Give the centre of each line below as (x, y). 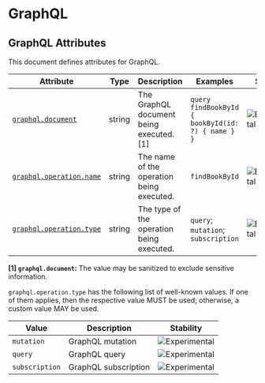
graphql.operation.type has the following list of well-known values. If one (128, 292)
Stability (186, 328)
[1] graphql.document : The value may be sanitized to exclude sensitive (121, 268)
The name (157, 157)
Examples (215, 81)
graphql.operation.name (57, 176)
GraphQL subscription (109, 367)
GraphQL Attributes (57, 43)
